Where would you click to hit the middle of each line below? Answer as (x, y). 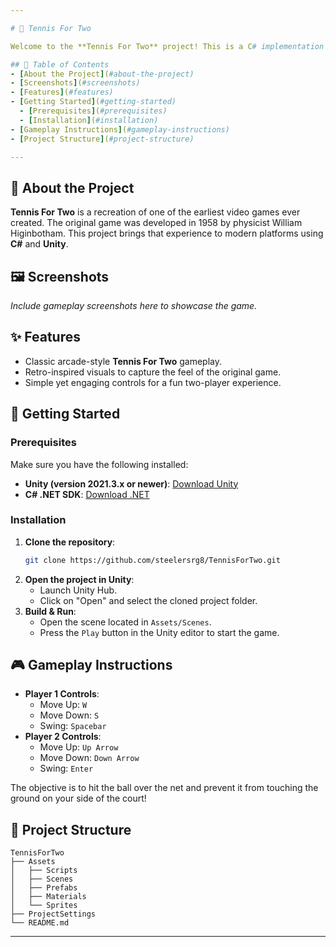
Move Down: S (69, 715)
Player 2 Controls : (63, 737)
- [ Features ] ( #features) (62, 92)
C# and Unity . (39, 244)
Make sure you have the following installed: (99, 464)
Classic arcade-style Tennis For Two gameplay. (123, 361)
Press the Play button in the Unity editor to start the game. (159, 632)
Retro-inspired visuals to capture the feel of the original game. (153, 372)
